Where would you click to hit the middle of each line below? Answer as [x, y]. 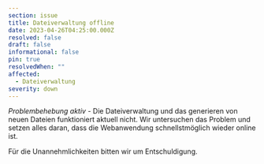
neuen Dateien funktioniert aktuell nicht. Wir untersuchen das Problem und [129, 120]
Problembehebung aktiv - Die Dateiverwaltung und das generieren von [123, 111]
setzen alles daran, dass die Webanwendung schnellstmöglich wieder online [132, 128]
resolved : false [35, 37]
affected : [24, 74]
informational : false [44, 52]
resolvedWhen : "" [37, 67]
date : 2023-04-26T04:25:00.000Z [61, 30]
